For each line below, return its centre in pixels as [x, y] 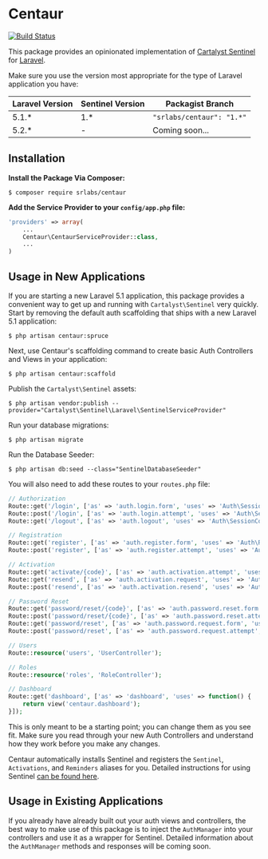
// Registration [35, 535]
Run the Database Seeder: [51, 454]
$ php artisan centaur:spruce [59, 336]
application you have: [43, 84]
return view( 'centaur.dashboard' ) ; [82, 704]
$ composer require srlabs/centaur [67, 193]
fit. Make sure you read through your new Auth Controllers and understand [131, 735]
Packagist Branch [199, 103]
